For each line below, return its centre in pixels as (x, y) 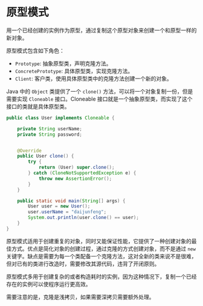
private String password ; (50, 134)
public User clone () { (46, 156)
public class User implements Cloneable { (60, 118)
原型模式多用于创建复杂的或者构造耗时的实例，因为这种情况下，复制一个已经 (101, 276)
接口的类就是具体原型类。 (38, 106)
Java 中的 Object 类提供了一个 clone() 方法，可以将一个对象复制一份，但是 (100, 91)
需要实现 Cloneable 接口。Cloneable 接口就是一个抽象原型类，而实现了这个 (99, 99)
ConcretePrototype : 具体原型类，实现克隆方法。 (74, 71)
